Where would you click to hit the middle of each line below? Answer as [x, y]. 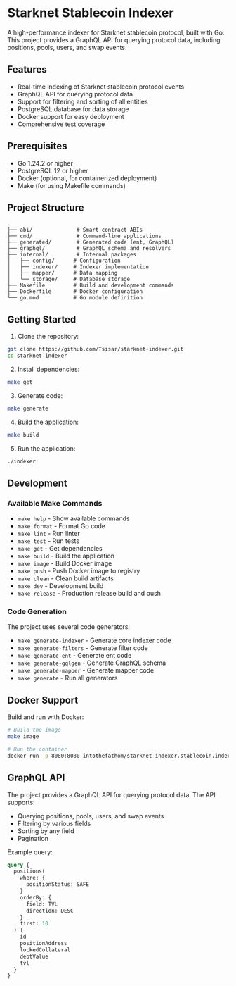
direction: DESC [50, 911]
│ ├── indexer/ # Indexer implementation [78, 267]
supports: [21, 802]
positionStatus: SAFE [58, 885]
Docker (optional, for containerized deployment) [87, 178]
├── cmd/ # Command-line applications [84, 236]
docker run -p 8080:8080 [44, 756]
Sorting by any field [46, 831]
